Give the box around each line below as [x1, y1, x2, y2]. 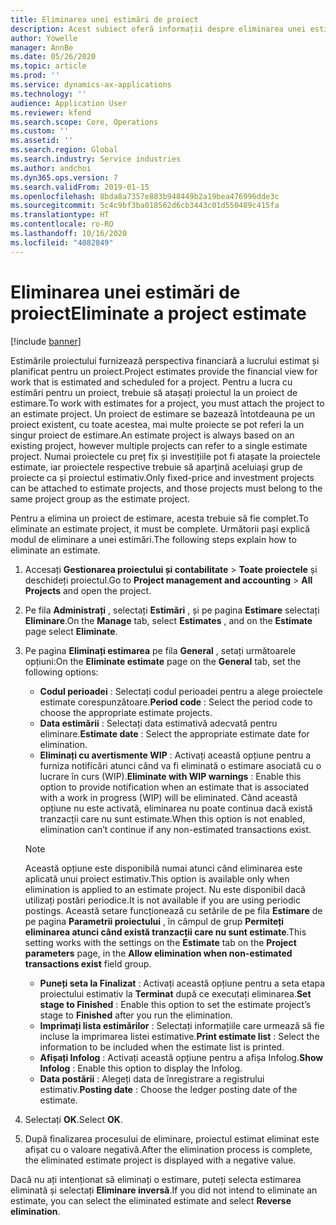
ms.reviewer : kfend [10, 107, 92, 118]
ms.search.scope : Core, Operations [10, 117, 159, 127]
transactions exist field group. [24, 957, 152, 970]
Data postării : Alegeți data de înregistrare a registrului [39, 1072, 265, 1085]
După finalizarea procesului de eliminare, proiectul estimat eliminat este [24, 1132, 320, 1145]
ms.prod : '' [10, 71, 60, 81]
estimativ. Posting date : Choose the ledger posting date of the [39, 1083, 298, 1095]
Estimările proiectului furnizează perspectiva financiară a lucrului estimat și [10, 354, 320, 366]
